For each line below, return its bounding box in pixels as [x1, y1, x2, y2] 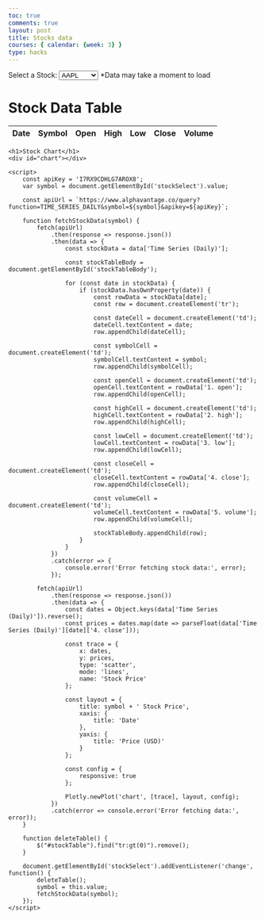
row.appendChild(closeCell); [93, 481, 190, 489]
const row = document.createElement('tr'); [93, 300, 240, 308]
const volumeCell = [93, 494, 158, 502]
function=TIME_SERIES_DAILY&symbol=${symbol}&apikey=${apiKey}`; [8, 203, 229, 211]
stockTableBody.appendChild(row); [93, 529, 208, 537]
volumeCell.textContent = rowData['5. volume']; [93, 508, 258, 516]
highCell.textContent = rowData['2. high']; [93, 411, 244, 419]
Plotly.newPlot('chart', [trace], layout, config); [64, 792, 240, 801]
